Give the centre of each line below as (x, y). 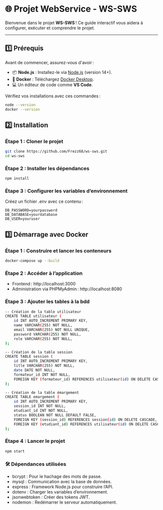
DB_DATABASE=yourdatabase (31, 215)
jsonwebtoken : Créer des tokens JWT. (51, 497)
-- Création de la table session (39, 352)
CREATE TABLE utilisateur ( (33, 316)
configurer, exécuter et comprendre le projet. (50, 28)
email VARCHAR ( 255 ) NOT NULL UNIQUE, (52, 330)
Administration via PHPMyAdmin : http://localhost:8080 (67, 289)
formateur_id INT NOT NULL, (42, 375)
